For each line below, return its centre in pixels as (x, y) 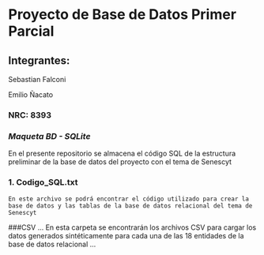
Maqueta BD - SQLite (49, 136)
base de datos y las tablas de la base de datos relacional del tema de (130, 206)
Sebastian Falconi (37, 79)
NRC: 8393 (30, 114)
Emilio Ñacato (31, 95)
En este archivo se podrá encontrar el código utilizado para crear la (128, 199)
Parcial (31, 31)
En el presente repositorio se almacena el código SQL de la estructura (122, 154)
